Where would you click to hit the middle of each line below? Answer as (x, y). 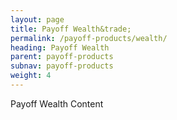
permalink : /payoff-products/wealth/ (89, 38)
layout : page (37, 19)
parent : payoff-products (62, 57)
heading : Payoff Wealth (60, 47)
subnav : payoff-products (62, 66)
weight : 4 (31, 76)
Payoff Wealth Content (57, 103)
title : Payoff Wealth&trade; (71, 29)
